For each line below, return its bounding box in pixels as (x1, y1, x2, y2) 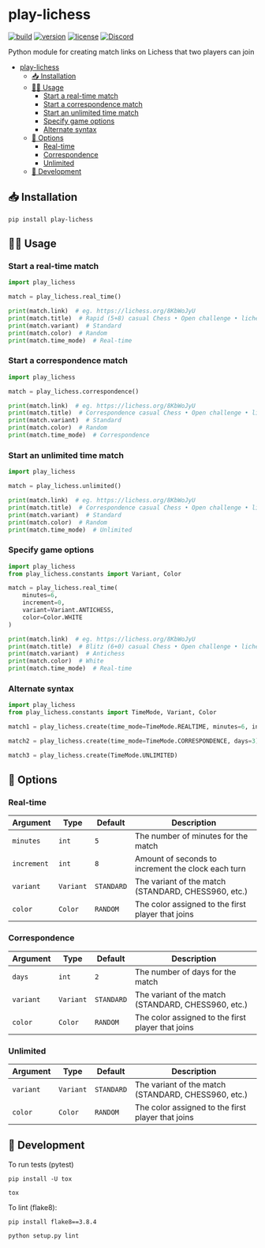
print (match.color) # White (8, 657, 104, 665)
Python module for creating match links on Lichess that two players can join (8, 47, 255, 56)
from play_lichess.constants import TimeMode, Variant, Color (8, 709, 217, 717)
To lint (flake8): (8, 1202, 58, 1212)
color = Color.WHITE (22, 613, 83, 622)
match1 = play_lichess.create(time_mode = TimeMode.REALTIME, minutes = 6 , (8, 723, 248, 731)
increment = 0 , (22, 599, 65, 607)
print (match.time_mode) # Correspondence (8, 431, 150, 440)
